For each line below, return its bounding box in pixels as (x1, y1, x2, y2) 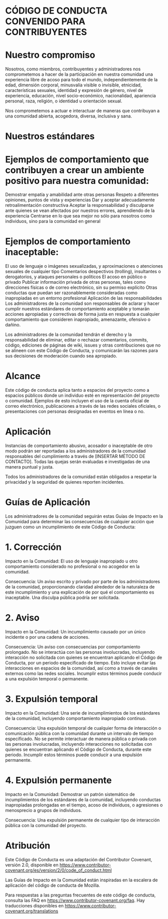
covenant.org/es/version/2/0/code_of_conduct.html (5, 867, 112, 873)
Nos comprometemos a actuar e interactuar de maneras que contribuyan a (5, 108, 160, 114)
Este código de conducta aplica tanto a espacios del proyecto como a (5, 387, 149, 393)
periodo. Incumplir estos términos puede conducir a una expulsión (5, 751, 142, 758)
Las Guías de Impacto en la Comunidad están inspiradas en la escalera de (5, 877, 158, 883)
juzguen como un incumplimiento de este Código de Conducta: (5, 524, 136, 530)
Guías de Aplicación (5, 497, 90, 508)
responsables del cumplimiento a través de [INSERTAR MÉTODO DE (5, 453, 145, 460)
